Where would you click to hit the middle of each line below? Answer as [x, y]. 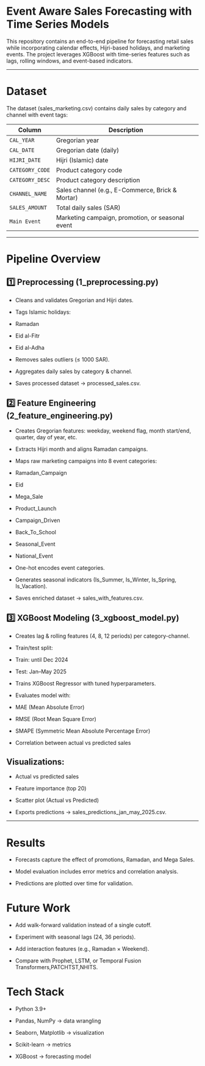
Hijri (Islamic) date [82, 160]
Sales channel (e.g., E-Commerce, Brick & [116, 190]
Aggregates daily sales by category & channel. [74, 371]
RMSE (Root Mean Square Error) [56, 719]
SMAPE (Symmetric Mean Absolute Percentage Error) [83, 731]
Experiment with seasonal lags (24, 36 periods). [75, 937]
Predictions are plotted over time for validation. [74, 883]
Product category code [89, 170]
